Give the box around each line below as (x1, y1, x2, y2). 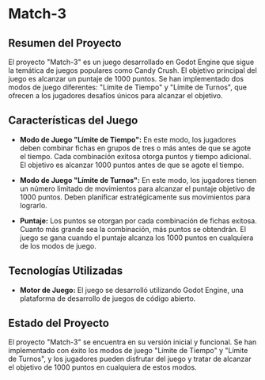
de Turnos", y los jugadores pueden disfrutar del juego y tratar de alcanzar (8, 354, 252, 364)
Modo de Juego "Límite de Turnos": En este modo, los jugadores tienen (19, 175, 257, 184)
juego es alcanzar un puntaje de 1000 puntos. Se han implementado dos (8, 74, 244, 83)
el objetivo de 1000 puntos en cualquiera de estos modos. (8, 363, 197, 372)
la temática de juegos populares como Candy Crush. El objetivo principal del (8, 66, 257, 75)
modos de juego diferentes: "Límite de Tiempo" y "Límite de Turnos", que (8, 82, 248, 92)
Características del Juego (8, 114, 138, 127)
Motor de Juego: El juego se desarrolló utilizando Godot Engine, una (19, 285, 244, 294)
